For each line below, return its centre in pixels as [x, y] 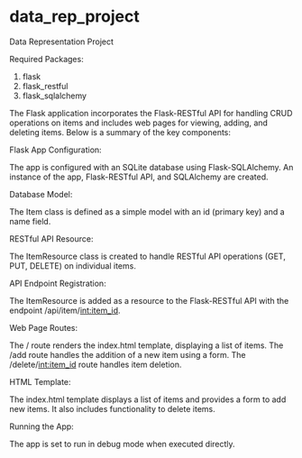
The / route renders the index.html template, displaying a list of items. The [146, 345]
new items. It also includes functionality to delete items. [112, 408]
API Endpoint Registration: [58, 283]
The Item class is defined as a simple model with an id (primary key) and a [147, 211]
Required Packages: [46, 59]
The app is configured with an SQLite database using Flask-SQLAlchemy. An [151, 167]
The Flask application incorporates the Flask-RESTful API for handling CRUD [151, 113]
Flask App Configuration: [55, 150]
